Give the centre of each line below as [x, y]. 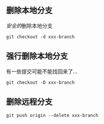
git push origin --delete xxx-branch [52, 116]
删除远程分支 [29, 102]
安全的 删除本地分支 [29, 26]
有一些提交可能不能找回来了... [42, 71]
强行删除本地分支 [37, 56]
